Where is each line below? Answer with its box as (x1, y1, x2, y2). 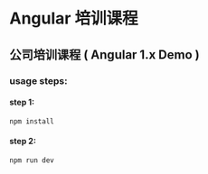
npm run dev (9, 155, 54, 165)
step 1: (9, 96, 35, 108)
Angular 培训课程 (9, 8, 138, 29)
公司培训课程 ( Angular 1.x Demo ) (9, 47, 201, 62)
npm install (9, 116, 54, 126)
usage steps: (9, 74, 68, 87)
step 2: (9, 136, 36, 147)
